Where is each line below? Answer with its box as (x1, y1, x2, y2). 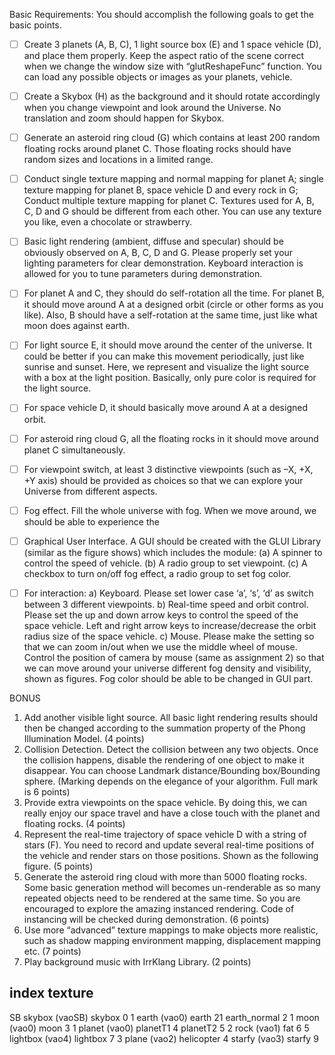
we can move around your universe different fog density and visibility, (23, 662, 312, 674)
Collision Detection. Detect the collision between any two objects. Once (23, 743, 319, 755)
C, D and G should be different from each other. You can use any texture (23, 205, 322, 218)
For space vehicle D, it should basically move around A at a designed (23, 402, 308, 414)
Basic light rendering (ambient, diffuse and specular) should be (23, 235, 284, 248)
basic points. (9, 19, 62, 31)
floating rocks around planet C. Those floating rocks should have (23, 143, 292, 155)
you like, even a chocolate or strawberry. (23, 216, 192, 228)
